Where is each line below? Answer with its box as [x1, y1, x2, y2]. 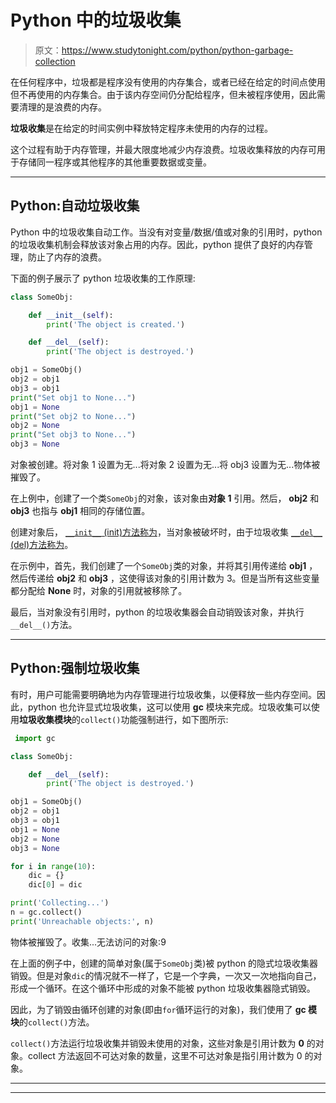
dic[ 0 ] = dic [28, 880, 83, 890]
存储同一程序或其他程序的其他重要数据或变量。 [18, 156, 212, 168]
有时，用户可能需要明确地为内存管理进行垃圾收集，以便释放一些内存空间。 [10, 688, 317, 700]
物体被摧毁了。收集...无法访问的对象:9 [10, 936, 167, 948]
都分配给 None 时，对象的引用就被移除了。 [10, 585, 188, 596]
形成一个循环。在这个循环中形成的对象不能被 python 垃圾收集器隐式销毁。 [10, 982, 316, 994]
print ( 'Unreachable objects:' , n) [10, 916, 155, 926]
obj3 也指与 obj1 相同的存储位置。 [10, 505, 151, 516]
